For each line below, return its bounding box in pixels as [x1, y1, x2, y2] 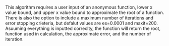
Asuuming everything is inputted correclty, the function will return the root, [5, 25, 160, 31]
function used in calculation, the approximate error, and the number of [5, 31, 151, 36]
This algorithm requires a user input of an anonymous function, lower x [5, 4, 153, 10]
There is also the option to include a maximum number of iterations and [5, 15, 154, 20]
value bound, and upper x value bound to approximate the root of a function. [5, 9, 164, 15]
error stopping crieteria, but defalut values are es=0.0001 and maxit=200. [5, 20, 158, 26]
